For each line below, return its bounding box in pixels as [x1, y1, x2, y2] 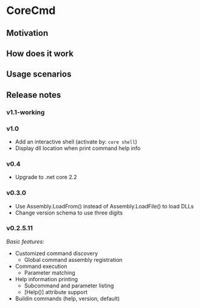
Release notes [6, 89, 61, 100]
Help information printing [15, 275, 78, 282]
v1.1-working [6, 108, 45, 116]
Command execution [15, 262, 67, 270]
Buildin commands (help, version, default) [15, 295, 120, 302]
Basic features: [6, 238, 44, 245]
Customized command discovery [15, 250, 98, 257]
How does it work [6, 48, 74, 58]
